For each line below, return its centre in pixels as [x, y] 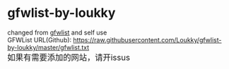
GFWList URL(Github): [40, 39]
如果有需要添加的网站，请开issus [69, 57]
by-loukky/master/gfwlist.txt [48, 47]
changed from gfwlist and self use [57, 32]
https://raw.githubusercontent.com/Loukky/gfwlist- [147, 39]
